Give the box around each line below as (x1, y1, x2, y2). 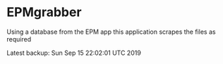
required (6, 34, 32, 43)
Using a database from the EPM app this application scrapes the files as (6, 27, 216, 36)
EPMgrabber (6, 4, 82, 20)
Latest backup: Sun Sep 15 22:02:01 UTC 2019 (6, 49, 142, 57)
